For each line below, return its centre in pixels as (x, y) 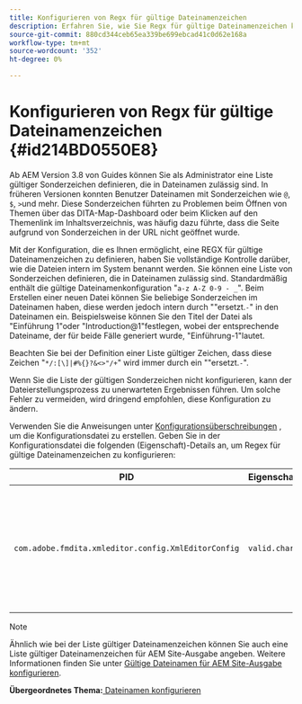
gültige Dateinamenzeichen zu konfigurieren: (93, 454)
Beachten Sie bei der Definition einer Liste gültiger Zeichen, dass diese (141, 352)
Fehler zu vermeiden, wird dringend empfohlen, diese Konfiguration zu (140, 399)
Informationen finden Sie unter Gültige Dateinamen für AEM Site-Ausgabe (146, 663)
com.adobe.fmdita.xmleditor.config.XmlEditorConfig (127, 548)
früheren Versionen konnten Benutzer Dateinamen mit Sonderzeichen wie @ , (150, 193)
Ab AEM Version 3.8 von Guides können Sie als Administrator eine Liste (142, 174)
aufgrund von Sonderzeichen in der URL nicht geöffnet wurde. (125, 232)
